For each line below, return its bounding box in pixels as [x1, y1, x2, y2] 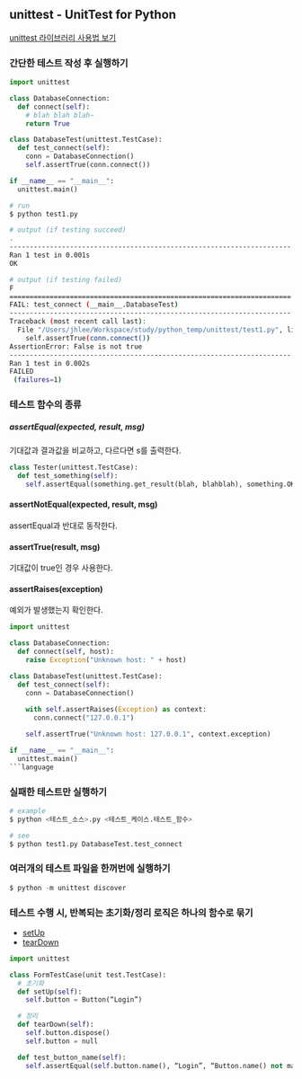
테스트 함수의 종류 [9, 399, 83, 411]
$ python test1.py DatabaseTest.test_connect [9, 839, 182, 848]
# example [9, 806, 47, 816]
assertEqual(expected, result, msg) [9, 421, 146, 432]
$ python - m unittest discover [9, 883, 127, 892]
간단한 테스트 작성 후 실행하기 [9, 57, 129, 69]
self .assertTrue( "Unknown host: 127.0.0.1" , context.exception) [25, 730, 271, 739]
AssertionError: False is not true [9, 341, 143, 351]
